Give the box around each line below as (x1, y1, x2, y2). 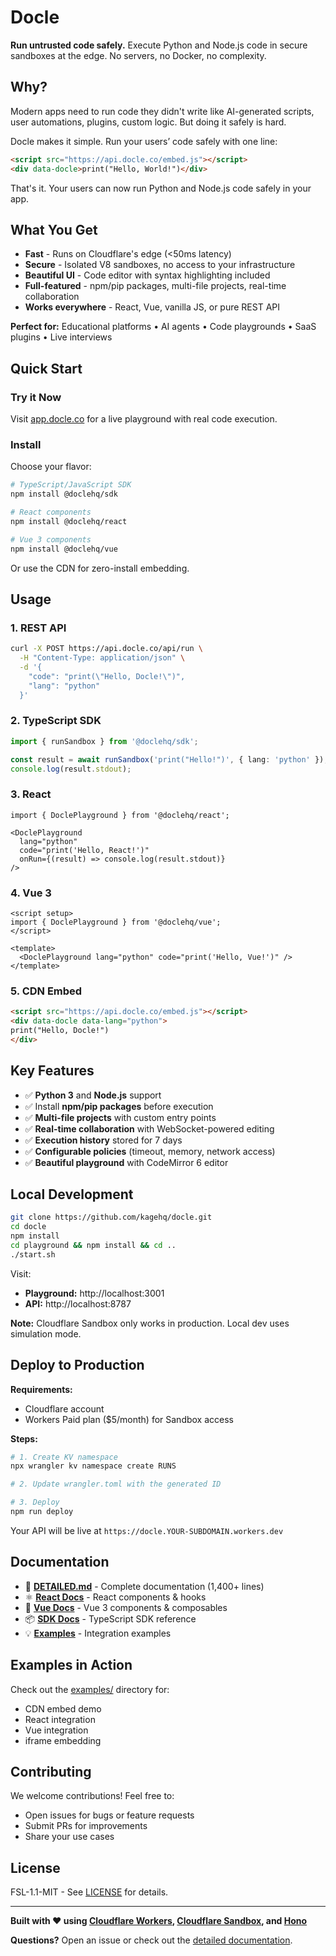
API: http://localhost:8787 (24, 1297, 132, 1310)
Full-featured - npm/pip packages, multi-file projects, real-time (24, 280, 287, 292)
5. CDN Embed (10, 984, 83, 998)
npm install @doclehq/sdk (10, 489, 118, 500)
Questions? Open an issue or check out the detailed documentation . (10, 1934, 293, 1946)
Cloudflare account (24, 1402, 105, 1415)
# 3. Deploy (10, 1497, 60, 1508)
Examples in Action (10, 1657, 133, 1674)
